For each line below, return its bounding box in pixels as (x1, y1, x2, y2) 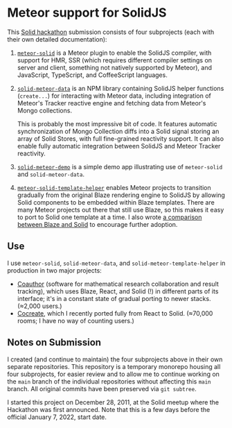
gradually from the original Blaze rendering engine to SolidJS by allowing (17, 191, 225, 199)
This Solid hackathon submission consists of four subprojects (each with (7, 28, 215, 36)
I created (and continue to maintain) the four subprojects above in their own (7, 355, 223, 363)
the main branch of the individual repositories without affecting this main (7, 377, 211, 386)
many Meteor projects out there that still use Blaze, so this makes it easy (17, 205, 224, 214)
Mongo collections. (17, 106, 73, 114)
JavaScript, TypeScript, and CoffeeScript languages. (17, 71, 168, 79)
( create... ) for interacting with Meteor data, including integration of (17, 92, 211, 100)
